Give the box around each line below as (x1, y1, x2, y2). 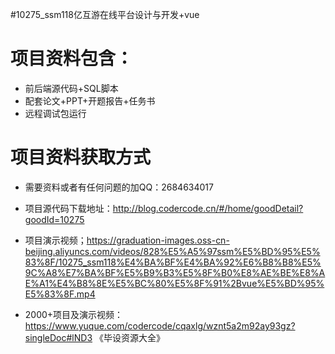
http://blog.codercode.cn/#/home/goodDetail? (112, 202, 304, 214)
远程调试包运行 (24, 107, 87, 119)
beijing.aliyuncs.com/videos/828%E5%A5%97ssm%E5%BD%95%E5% (24, 245, 321, 257)
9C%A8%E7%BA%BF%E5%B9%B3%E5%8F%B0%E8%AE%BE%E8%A (24, 266, 326, 278)
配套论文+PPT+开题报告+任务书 (24, 94, 156, 107)
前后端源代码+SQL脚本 (24, 82, 119, 94)
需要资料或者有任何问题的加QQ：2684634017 (24, 181, 214, 193)
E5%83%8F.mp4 (24, 288, 96, 300)
